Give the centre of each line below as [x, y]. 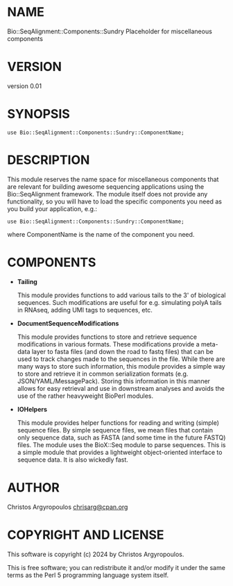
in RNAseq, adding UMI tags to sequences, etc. [85, 310]
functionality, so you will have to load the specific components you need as [114, 201]
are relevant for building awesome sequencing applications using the [106, 186]
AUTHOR [34, 487]
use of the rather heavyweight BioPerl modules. [85, 396]
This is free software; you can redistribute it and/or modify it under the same [116, 567]
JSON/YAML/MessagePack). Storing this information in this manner [113, 381]
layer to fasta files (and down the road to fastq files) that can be [122, 351]
